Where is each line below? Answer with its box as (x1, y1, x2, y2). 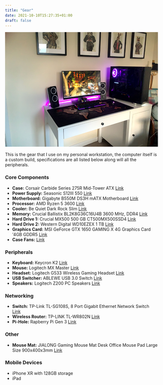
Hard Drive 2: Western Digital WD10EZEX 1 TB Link (12, 221, 114, 227)
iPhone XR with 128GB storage (12, 370, 73, 376)
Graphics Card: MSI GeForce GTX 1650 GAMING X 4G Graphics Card (12, 226, 151, 232)
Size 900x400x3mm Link (12, 347, 63, 353)
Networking (5, 292, 34, 299)
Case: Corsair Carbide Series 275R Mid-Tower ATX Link (12, 185, 124, 191)
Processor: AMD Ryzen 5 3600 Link (12, 200, 85, 206)
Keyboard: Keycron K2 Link (12, 259, 68, 265)
